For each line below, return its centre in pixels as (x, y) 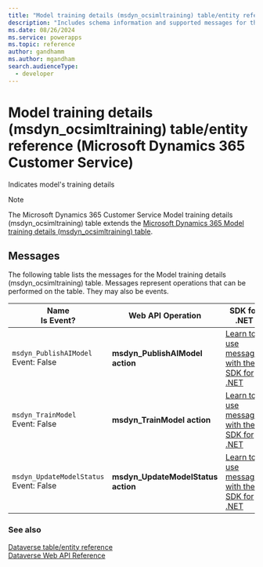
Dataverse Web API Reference (57, 555)
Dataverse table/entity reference (61, 547)
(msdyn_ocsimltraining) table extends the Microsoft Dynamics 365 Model (126, 223)
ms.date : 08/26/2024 (42, 30)
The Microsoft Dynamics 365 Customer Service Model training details (121, 214)
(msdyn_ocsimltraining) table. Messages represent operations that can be (127, 283)
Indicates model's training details (61, 184)
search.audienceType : (43, 67)
